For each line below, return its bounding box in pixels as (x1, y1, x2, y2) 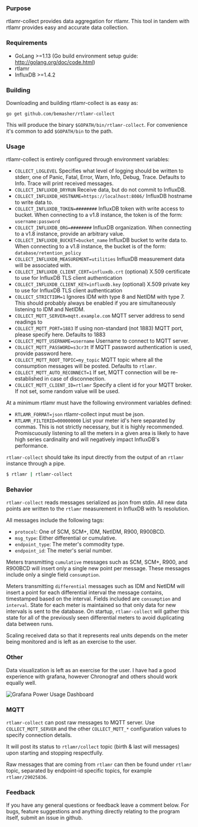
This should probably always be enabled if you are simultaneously (14, 299, 176, 306)
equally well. (6, 679, 37, 686)
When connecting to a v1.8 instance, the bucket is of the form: (14, 243, 167, 250)
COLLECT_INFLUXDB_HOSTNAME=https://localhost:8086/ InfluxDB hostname (14, 193, 193, 200)
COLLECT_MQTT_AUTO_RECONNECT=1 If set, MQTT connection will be (14, 369, 170, 376)
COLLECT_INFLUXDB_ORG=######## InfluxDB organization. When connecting (14, 224, 192, 231)
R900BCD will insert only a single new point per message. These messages (6, 565, 190, 572)
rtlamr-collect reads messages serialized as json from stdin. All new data (6, 499, 187, 506)
